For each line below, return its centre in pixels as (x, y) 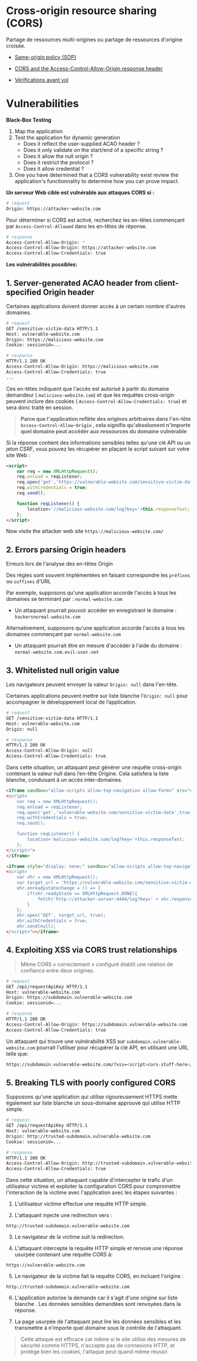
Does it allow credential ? (54, 168)
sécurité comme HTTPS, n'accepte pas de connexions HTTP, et (97, 1346)
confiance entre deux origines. (57, 970)
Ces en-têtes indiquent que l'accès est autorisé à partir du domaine (88, 389)
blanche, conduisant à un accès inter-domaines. (64, 780)
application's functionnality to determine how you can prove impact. (97, 181)
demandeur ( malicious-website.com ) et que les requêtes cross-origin (90, 395)
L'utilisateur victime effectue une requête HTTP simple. (81, 1204)
